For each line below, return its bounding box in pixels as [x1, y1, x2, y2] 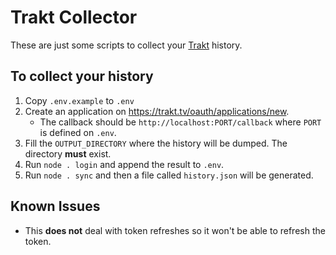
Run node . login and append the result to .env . [24, 158, 225, 170]
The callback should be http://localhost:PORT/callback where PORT [39, 116, 322, 128]
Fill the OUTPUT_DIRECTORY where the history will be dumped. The [24, 137, 288, 149]
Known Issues [10, 198, 101, 215]
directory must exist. [24, 147, 112, 160]
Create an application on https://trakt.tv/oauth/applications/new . [24, 105, 290, 117]
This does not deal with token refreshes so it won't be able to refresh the [24, 224, 326, 236]
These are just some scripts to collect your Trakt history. [10, 39, 243, 51]
